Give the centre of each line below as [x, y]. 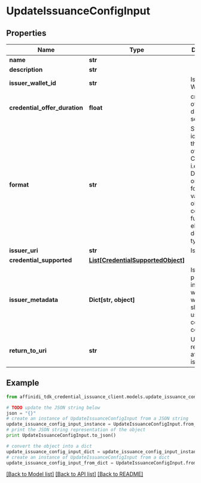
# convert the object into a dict [49, 446]
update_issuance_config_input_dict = [53, 452]
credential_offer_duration [46, 108]
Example [23, 383]
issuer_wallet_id [33, 83]
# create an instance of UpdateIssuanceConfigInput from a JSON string [97, 419]
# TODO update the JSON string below [53, 408]
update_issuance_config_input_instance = [59, 424]
